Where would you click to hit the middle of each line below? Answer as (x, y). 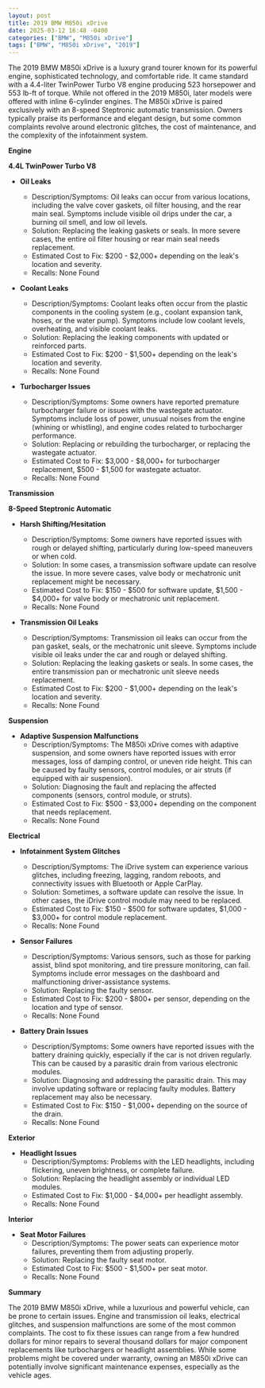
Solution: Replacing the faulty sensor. (92, 991)
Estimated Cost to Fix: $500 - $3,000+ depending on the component (144, 804)
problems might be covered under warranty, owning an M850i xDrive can (128, 1359)
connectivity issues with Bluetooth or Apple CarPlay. (117, 883)
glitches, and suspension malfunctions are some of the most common (122, 1324)
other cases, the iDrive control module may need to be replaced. (137, 901)
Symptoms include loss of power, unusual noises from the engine (138, 419)
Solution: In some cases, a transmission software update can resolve (144, 565)
